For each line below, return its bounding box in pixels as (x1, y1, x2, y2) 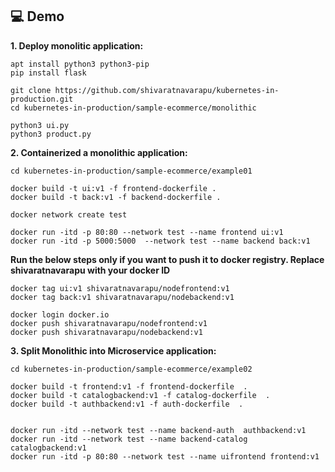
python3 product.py (10, 129, 92, 139)
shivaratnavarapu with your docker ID (10, 264, 171, 276)
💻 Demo (10, 8, 65, 25)
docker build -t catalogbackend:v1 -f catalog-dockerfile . (10, 390, 271, 400)
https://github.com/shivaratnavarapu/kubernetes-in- (54, 85, 280, 95)
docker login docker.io (10, 309, 110, 320)
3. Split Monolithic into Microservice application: (10, 344, 217, 357)
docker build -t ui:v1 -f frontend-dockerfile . (10, 183, 217, 193)
